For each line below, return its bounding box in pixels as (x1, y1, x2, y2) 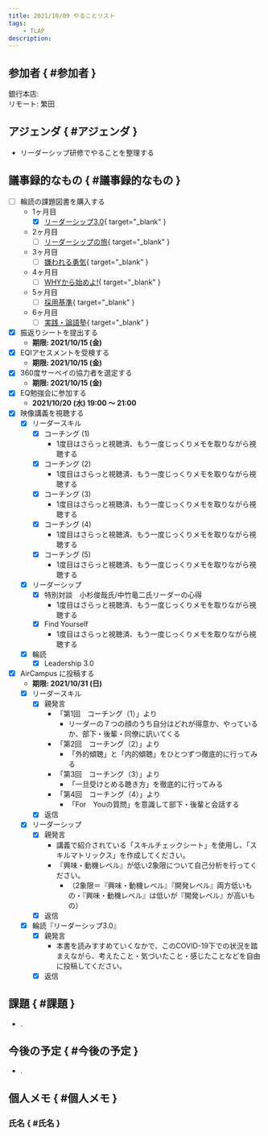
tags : (8, 19, 27, 27)
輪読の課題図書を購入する (19, 197, 105, 206)
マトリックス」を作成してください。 (70, 850, 190, 860)
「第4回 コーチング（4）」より (56, 790, 161, 799)
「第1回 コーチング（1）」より (56, 709, 158, 719)
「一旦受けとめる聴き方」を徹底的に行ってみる (68, 779, 224, 790)
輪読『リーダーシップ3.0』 (31, 920, 121, 931)
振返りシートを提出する (19, 328, 98, 338)
